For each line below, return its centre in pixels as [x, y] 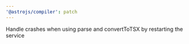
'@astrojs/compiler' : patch [42, 12]
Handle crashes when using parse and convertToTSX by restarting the [94, 29]
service [15, 35]
